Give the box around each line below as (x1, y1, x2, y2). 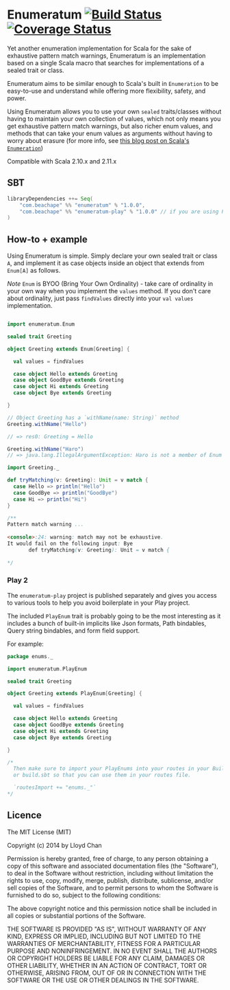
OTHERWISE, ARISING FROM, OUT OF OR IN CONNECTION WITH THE (7, 969, 207, 977)
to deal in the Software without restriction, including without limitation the (7, 869, 214, 877)
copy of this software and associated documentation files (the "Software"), (7, 862, 219, 870)
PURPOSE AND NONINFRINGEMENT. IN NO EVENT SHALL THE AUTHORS (7, 947, 218, 955)
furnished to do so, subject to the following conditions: (7, 890, 161, 899)
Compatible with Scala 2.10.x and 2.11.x (7, 157, 117, 165)
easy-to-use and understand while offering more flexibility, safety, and (7, 87, 206, 95)
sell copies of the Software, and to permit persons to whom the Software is (7, 884, 219, 892)
